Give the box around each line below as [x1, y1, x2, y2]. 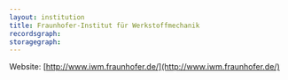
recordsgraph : [9, 29, 62, 38]
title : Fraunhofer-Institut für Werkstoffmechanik [9, 21, 200, 30]
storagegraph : [9, 37, 62, 47]
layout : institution [9, 12, 86, 22]
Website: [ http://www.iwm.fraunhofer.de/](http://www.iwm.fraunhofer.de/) [9, 62, 281, 72]
